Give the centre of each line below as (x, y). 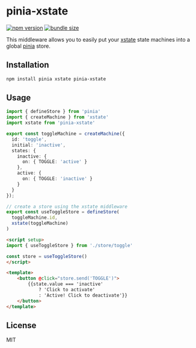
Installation (28, 65)
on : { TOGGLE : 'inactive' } (57, 179)
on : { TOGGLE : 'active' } (54, 162)
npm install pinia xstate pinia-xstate (56, 79)
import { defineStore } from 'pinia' (54, 112)
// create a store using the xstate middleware (67, 207)
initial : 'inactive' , (39, 145)
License (21, 325)
